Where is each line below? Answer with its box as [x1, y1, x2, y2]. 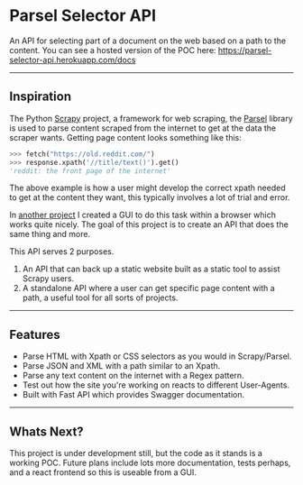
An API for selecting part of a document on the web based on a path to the [9, 35, 287, 46]
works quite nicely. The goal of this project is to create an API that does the [9, 219, 289, 230]
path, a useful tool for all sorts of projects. [22, 292, 179, 303]
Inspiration [9, 89, 72, 105]
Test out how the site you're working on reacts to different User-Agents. [22, 380, 290, 390]
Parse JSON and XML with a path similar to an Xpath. [22, 361, 221, 371]
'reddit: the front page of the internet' [9, 166, 171, 176]
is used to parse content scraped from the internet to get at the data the [9, 123, 277, 133]
